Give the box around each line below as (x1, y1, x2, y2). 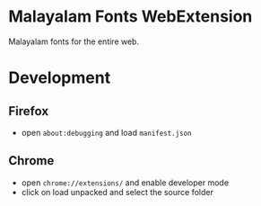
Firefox (8, 103, 49, 119)
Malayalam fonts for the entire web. (8, 36, 140, 47)
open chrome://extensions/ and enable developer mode (21, 177, 230, 188)
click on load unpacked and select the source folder (21, 186, 214, 197)
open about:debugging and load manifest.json (21, 127, 192, 138)
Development (8, 67, 111, 88)
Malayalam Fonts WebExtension (8, 6, 253, 27)
